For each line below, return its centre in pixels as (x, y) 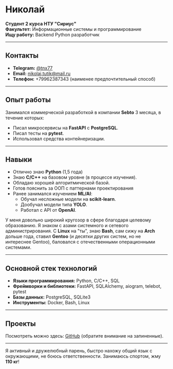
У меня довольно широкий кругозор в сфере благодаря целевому (78, 220)
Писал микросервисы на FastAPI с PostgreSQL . (65, 127)
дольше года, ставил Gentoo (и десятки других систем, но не (73, 236)
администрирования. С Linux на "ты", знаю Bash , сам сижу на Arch (80, 231)
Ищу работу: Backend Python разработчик (53, 34)
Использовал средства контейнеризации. (59, 139)
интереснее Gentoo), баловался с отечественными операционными (80, 242)
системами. (19, 247)
